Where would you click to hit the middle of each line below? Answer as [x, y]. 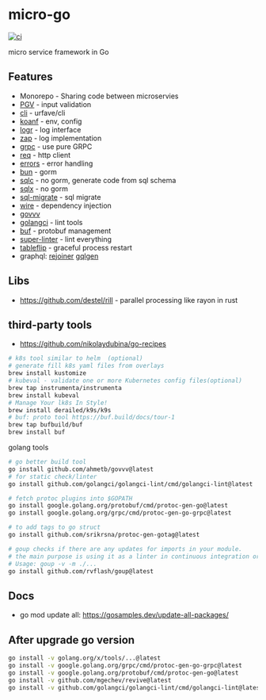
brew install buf [37, 432]
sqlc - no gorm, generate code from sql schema [98, 180]
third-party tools [50, 325]
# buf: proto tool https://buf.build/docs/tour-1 [92, 418]
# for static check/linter [53, 476]
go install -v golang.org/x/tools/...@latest [84, 658]
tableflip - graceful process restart [76, 247]
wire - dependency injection [66, 205]
